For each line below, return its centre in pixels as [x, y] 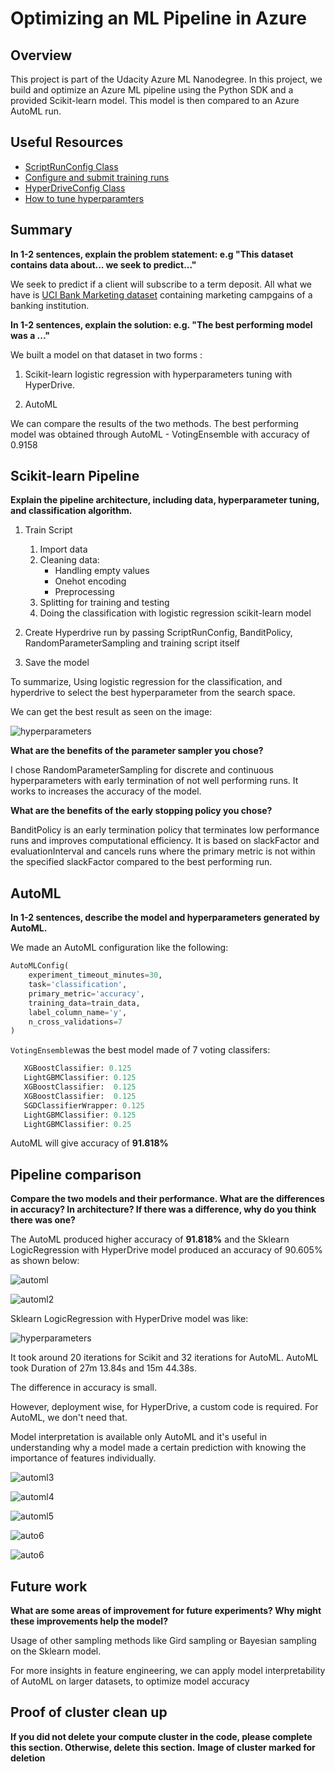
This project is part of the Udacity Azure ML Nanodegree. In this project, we [166, 79]
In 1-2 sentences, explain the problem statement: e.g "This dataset [152, 254]
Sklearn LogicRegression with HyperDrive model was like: [129, 1319]
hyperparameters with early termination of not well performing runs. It [154, 781]
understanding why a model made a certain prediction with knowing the [158, 1448]
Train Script [48, 530]
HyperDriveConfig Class [75, 188]
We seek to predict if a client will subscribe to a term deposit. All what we [161, 284]
